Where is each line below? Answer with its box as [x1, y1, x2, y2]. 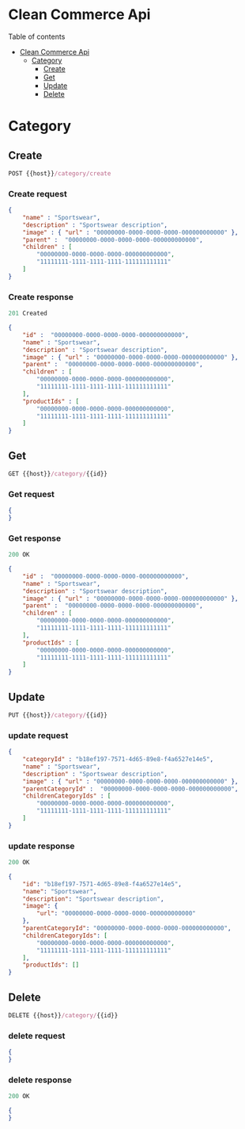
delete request [8, 1030, 66, 1041]
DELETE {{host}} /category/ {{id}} [8, 1012, 119, 1020]
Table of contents [8, 32, 66, 41]
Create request [8, 188, 67, 199]
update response [8, 840, 75, 852]
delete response [8, 1074, 73, 1085]
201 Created [8, 309, 47, 318]
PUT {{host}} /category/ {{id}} [8, 711, 108, 719]
